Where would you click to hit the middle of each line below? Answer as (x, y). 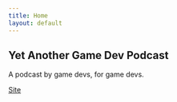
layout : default (35, 23)
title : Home (28, 16)
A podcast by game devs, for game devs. (76, 75)
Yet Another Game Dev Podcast (88, 55)
